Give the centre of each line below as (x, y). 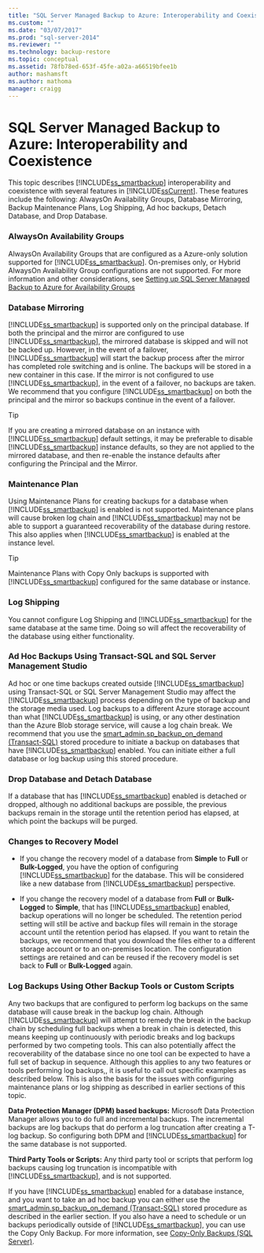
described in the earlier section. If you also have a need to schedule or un (127, 1216)
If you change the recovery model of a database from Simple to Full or (134, 859)
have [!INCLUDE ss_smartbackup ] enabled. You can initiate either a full (122, 750)
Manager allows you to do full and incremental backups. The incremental (126, 1118)
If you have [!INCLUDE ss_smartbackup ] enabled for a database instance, (126, 1191)
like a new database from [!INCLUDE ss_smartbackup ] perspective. (127, 884)
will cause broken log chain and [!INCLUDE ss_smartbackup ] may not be (125, 518)
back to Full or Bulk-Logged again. (76, 966)
